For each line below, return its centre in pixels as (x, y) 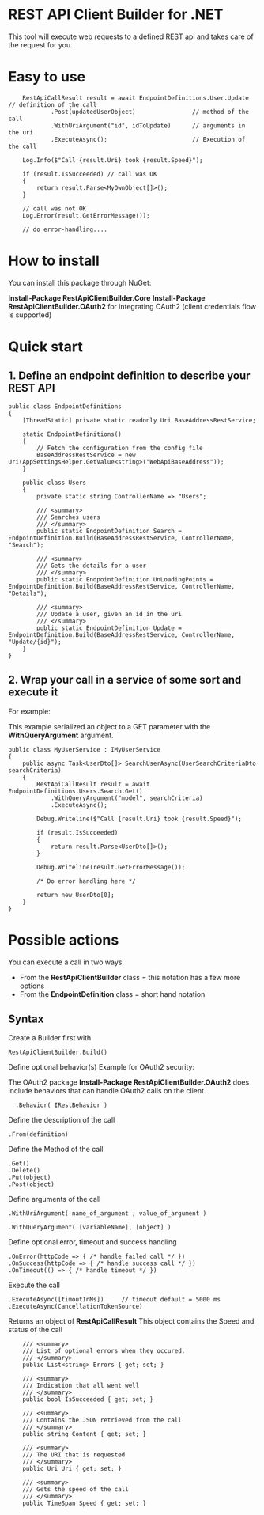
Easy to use (47, 77)
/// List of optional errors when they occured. (104, 1351)
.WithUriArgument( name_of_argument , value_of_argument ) (107, 1214)
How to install (54, 261)
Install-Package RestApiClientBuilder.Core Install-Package (107, 297)
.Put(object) (30, 1178)
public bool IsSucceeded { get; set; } (88, 1399)
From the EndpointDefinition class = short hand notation (112, 994)
